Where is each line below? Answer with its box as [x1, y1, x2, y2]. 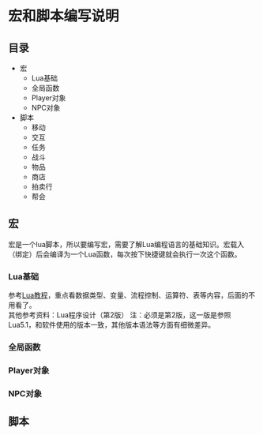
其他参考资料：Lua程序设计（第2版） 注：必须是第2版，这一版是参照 [8, 310, 231, 320]
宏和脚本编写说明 [8, 7, 120, 25]
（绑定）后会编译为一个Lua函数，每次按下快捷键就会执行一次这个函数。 [8, 249, 242, 259]
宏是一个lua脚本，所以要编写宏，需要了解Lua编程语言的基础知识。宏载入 [8, 239, 245, 249]
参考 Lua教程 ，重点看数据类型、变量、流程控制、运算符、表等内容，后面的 [8, 291, 249, 300]
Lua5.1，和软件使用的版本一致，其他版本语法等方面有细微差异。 [8, 321, 216, 330]
